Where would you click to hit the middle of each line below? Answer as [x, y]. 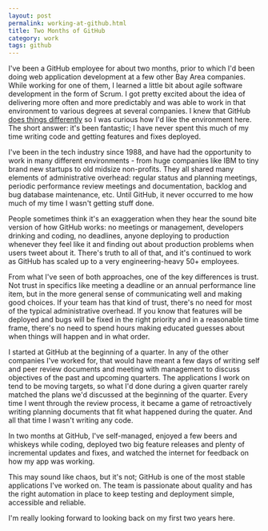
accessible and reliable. [47, 503]
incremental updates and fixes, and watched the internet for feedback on [129, 453]
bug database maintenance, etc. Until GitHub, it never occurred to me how [131, 195]
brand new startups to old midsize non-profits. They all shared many [121, 169]
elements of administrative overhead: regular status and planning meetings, [133, 178]
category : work [34, 38]
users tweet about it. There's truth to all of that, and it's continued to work [130, 253]
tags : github [30, 46]
